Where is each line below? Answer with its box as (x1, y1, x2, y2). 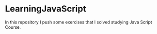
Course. (5, 24, 21, 30)
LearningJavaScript (5, 3, 86, 14)
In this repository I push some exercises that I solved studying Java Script (5, 19, 153, 25)
